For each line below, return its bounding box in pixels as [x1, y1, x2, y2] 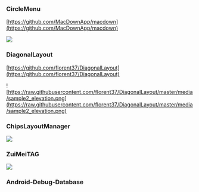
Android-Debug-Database [6, 178, 84, 186]
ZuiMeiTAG [6, 150, 40, 158]
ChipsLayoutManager [6, 122, 70, 130]
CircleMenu [6, 5, 41, 13]
